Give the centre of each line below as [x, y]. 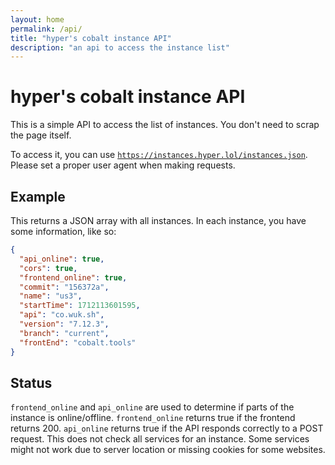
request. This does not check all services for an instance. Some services [160, 439]
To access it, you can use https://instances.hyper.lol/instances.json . [159, 155]
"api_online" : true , [62, 259]
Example [38, 196]
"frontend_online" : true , [73, 277]
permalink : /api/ [46, 29]
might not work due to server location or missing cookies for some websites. [168, 450]
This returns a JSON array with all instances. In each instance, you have [158, 220]
